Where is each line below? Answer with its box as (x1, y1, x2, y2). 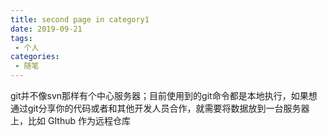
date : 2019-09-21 (10, 24, 83, 34)
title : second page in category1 (10, 14, 150, 25)
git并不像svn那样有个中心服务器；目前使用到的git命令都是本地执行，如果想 (10, 90, 318, 101)
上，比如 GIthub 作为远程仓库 (10, 115, 131, 126)
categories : (10, 52, 60, 62)
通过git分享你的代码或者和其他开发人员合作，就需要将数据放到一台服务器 (10, 102, 310, 114)
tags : (10, 33, 33, 43)
